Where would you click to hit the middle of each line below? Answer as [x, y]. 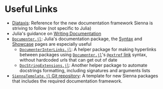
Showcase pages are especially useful [52, 44]
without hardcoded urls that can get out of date [68, 60]
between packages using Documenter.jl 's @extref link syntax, [83, 54]
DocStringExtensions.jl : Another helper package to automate [83, 65]
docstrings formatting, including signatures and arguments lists [85, 70]
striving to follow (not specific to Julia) [51, 28]
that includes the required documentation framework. [67, 81]
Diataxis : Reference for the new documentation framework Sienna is [83, 23]
